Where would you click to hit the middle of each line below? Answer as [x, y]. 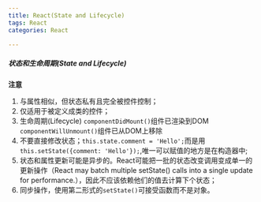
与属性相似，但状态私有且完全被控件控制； [89, 101]
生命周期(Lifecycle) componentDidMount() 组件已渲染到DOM [114, 121]
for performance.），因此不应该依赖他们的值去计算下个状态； [118, 180]
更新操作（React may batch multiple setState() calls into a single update [136, 170]
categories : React [38, 30]
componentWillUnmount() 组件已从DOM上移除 [91, 131]
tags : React [28, 23]
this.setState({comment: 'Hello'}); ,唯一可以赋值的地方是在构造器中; [134, 151]
